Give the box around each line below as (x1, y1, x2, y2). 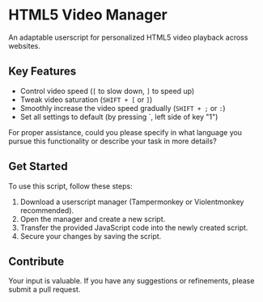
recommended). (19, 205, 74, 215)
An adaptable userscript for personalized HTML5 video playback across (8, 32, 248, 42)
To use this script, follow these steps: (8, 181, 133, 191)
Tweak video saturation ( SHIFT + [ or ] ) (19, 95, 153, 104)
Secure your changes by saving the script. (19, 231, 162, 240)
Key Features (8, 65, 77, 79)
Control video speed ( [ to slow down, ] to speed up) (19, 86, 195, 96)
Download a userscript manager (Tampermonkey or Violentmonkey (19, 197, 244, 206)
